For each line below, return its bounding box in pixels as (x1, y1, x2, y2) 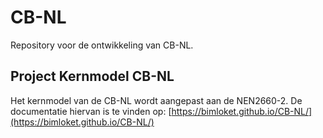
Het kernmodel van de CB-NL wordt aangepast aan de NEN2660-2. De (10, 94, 303, 106)
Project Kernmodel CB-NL (10, 68, 175, 85)
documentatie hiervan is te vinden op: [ (10, 105, 172, 117)
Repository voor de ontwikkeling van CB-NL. (10, 39, 194, 51)
